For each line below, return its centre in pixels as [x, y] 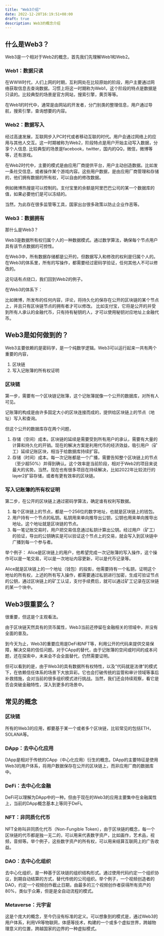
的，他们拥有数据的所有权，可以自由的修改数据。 [54, 177]
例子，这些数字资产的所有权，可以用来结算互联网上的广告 [97, 841]
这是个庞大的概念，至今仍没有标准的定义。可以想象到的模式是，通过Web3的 [82, 916]
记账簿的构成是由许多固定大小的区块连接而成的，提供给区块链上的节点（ [78, 412]
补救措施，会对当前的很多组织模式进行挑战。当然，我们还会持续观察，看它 [80, 679]
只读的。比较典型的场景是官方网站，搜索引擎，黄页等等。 [63, 95]
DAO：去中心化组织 [28, 861]
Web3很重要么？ [31, 604]
